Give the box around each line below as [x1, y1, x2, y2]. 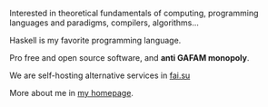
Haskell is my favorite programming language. [9, 35, 182, 45]
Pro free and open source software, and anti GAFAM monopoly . [9, 53, 250, 63]
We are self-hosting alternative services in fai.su [9, 70, 191, 81]
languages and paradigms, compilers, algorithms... [9, 17, 200, 28]
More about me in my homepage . [9, 88, 134, 98]
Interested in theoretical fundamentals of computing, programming [9, 8, 259, 18]
